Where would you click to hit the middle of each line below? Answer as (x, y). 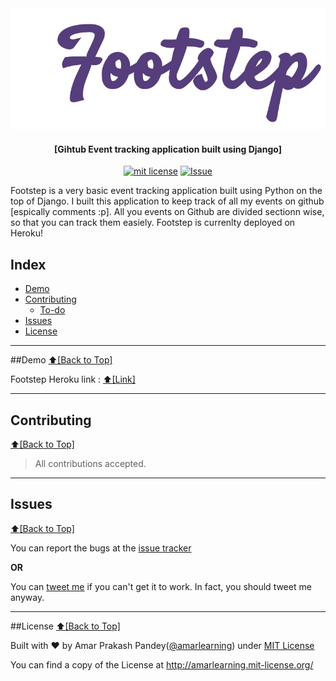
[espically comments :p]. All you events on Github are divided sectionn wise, (167, 212)
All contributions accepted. (90, 463)
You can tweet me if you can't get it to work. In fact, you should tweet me (161, 586)
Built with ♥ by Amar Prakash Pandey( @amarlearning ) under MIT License (162, 645)
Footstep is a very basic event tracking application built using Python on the (166, 191)
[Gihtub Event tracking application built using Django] (168, 149)
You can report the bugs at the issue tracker (101, 548)
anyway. (27, 597)
